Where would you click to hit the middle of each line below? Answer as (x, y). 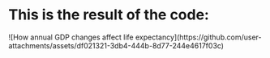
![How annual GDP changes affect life (71, 37)
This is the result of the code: (109, 15)
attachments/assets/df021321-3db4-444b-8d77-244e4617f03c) (116, 45)
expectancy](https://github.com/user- (198, 37)
